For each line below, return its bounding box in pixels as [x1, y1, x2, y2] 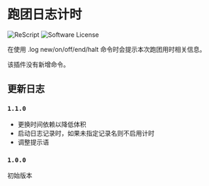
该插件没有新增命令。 [7, 60, 69, 68]
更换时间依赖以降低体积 [17, 120, 86, 128]
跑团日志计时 [7, 6, 83, 23]
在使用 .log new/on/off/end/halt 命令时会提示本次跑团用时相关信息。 [7, 45, 206, 53]
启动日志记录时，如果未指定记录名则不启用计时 [17, 128, 154, 137]
